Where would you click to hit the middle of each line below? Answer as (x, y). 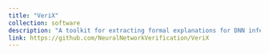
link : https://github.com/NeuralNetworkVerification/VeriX (109, 38)
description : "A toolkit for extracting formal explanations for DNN (127, 30)
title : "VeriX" (34, 15)
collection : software (44, 23)
